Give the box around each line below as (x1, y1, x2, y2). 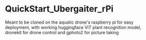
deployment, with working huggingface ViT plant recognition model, (5, 24, 142, 30)
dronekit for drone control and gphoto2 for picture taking (5, 29, 119, 35)
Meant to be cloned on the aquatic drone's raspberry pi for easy (5, 19, 134, 25)
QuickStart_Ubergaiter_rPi (5, 3, 113, 14)
